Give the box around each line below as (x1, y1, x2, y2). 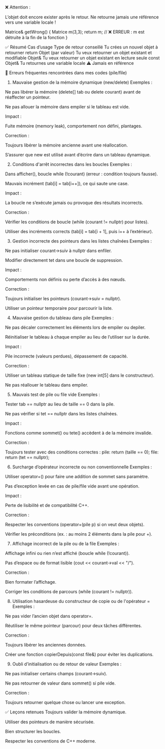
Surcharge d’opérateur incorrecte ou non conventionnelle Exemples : (12, 464, 152, 470)
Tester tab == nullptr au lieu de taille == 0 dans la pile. (5, 401, 115, 407)
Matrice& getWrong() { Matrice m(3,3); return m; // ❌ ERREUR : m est (5, 29, 145, 35)
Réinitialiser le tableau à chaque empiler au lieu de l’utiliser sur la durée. (5, 334, 150, 340)
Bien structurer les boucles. (5, 729, 61, 734)
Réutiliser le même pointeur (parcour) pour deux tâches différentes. (5, 623, 142, 628)
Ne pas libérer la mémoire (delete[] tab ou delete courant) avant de (5, 89, 141, 95)
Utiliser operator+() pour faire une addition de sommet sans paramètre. (5, 474, 149, 479)
